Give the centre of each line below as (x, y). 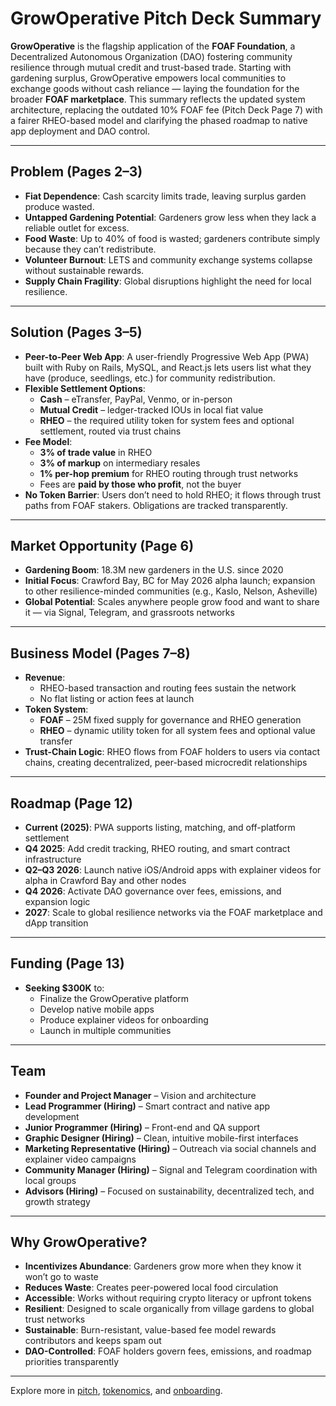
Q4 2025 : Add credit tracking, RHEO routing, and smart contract (157, 848)
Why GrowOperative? (79, 1242)
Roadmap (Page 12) (72, 803)
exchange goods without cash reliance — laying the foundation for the (155, 88)
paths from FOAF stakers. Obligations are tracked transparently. (156, 505)
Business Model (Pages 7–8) (100, 653)
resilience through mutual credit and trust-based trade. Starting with (151, 67)
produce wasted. (59, 206)
